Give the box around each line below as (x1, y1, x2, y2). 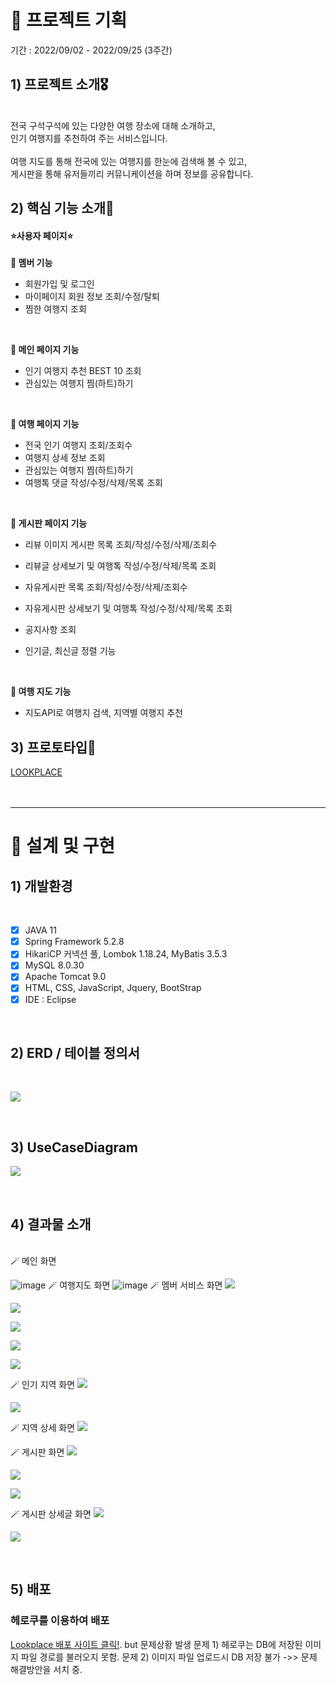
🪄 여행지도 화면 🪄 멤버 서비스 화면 (48, 1279, 223, 1291)
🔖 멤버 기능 (10, 257, 53, 269)
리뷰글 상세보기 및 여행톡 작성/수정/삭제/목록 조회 (24, 560, 217, 572)
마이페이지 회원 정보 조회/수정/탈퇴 (24, 291, 160, 303)
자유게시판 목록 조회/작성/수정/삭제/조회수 (24, 581, 188, 593)
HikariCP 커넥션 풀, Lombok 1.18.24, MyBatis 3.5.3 (24, 948, 228, 960)
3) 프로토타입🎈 (10, 739, 97, 756)
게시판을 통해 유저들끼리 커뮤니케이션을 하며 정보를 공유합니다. (10, 167, 254, 180)
